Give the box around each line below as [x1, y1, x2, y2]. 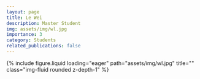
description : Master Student [6, 20, 81, 26]
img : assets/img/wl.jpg [6, 26, 67, 32]
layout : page [6, 9, 40, 15]
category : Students [6, 37, 56, 43]
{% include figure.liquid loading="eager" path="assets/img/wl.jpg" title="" [6, 59, 194, 67]
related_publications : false [6, 43, 81, 49]
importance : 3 [6, 32, 43, 38]
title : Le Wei [6, 15, 43, 21]
